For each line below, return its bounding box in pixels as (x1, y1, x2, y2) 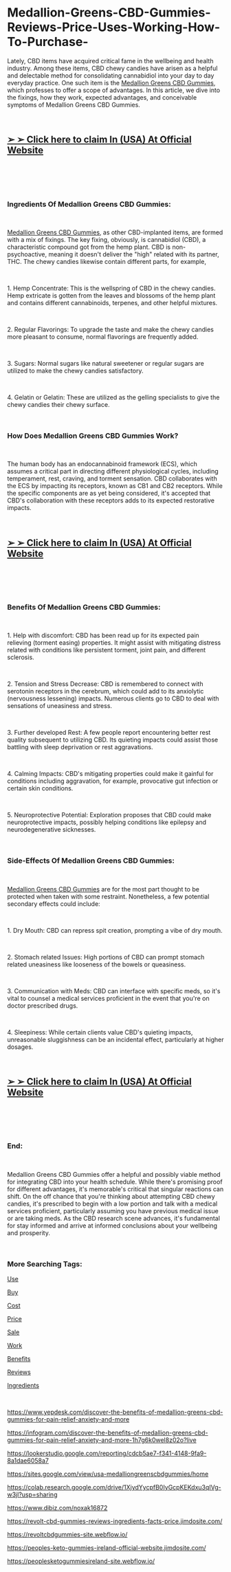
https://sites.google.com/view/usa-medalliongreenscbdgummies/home (7, 1470, 209, 1479)
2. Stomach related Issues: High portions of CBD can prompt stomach (7, 953, 205, 961)
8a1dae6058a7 (7, 1457, 49, 1465)
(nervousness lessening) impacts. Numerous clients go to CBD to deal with (7, 694, 219, 702)
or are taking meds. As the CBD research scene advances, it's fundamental (7, 1214, 220, 1222)
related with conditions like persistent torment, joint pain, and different (7, 646, 206, 654)
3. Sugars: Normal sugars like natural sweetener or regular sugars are (7, 359, 205, 368)
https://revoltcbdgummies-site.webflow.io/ (7, 1531, 128, 1539)
